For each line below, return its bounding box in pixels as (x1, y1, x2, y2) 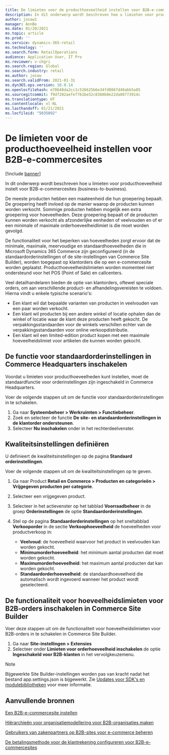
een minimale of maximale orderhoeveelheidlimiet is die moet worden (5, 222, 149, 228)
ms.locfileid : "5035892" (5, 111, 57, 116)
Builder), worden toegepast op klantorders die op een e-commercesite (5, 259, 152, 265)
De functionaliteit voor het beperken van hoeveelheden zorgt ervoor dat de (5, 237, 161, 243)
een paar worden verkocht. (12, 305, 69, 311)
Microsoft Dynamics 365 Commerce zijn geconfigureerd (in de (5, 248, 135, 254)
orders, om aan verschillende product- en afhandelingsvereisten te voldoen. (5, 285, 163, 291)
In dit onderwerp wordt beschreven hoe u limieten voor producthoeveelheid (5, 180, 162, 186)
